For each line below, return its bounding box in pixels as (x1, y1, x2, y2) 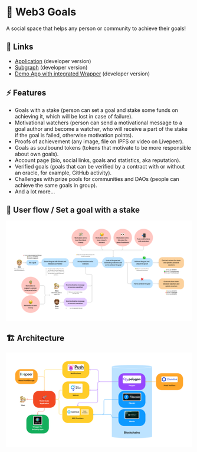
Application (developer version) (14, 57, 91, 64)
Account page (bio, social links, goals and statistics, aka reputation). (14, 156, 181, 164)
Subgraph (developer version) (14, 64, 88, 71)
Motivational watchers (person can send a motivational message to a (14, 119, 183, 126)
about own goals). (14, 150, 59, 157)
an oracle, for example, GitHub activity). (14, 169, 112, 176)
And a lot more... (14, 188, 55, 195)
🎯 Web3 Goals (6, 5, 77, 19)
